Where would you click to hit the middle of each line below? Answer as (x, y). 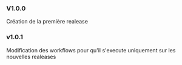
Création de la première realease (47, 22)
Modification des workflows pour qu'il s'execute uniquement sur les (91, 50)
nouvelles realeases (31, 57)
